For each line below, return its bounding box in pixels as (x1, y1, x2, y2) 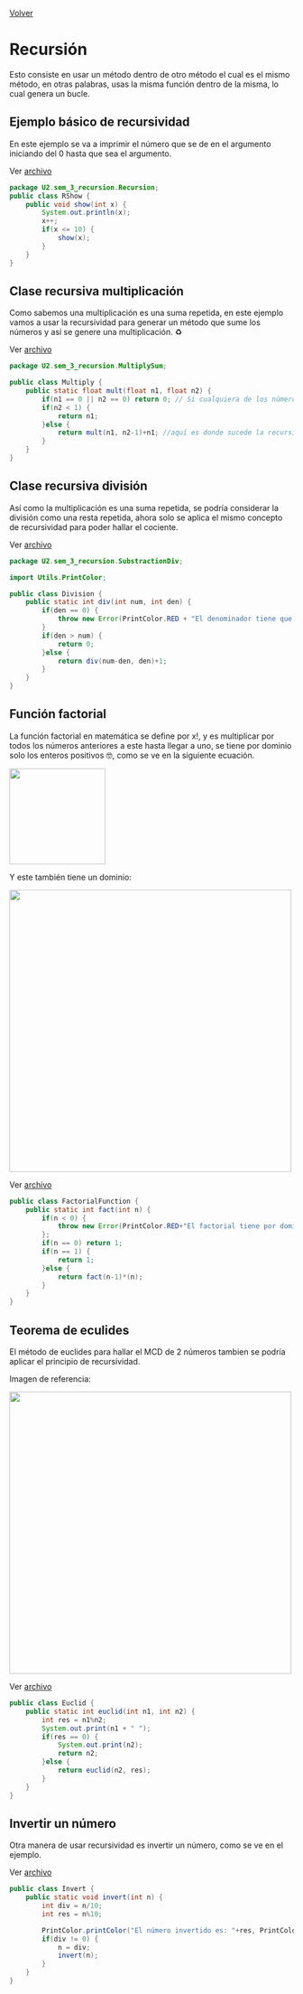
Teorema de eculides (9, 1322, 130, 1337)
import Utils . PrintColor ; (9, 573, 106, 582)
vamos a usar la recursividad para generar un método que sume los (9, 317, 262, 328)
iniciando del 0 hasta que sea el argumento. (9, 148, 172, 159)
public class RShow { (9, 191, 91, 200)
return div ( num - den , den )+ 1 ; (57, 657, 168, 666)
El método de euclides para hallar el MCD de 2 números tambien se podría (9, 1346, 286, 1357)
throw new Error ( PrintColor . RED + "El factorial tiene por (57, 1222, 277, 1231)
